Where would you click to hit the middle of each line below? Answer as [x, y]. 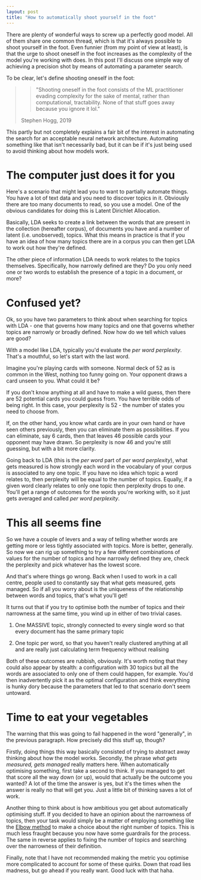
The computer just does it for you [91, 175]
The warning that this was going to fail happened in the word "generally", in [99, 734]
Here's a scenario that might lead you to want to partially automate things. [97, 192]
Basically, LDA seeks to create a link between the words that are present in [98, 222]
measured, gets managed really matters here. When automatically [88, 764]
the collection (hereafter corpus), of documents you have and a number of [98, 229]
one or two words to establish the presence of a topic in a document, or [95, 272]
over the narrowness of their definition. [54, 846]
